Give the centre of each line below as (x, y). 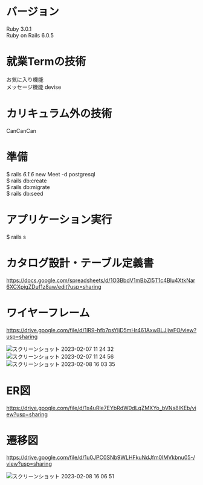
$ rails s (16, 237)
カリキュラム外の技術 (59, 114)
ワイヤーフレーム (48, 313)
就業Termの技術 (46, 62)
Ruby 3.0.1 (19, 29)
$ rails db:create (27, 181)
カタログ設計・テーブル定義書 (80, 263)
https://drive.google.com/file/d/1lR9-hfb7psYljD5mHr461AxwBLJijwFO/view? (101, 330)
